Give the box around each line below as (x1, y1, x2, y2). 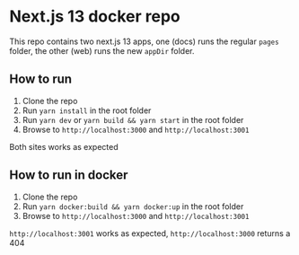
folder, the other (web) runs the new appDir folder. (9, 45, 195, 56)
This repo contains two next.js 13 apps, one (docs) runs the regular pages (9, 36, 280, 47)
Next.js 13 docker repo (9, 6, 181, 27)
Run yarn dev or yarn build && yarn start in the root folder (22, 114, 244, 125)
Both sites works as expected (9, 141, 119, 152)
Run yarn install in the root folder (22, 105, 152, 116)
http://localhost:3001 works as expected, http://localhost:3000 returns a (9, 227, 291, 239)
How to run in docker (9, 168, 128, 183)
